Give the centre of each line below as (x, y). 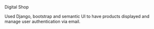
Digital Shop (17, 7)
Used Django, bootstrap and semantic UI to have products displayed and (77, 16)
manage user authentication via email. (43, 22)
